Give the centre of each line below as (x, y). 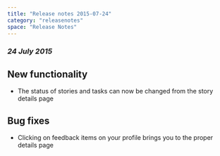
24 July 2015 (30, 51)
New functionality (48, 74)
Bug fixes (29, 121)
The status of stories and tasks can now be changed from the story (115, 91)
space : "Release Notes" (42, 27)
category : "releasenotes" (45, 20)
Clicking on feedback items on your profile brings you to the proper (115, 137)
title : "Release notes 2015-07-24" (60, 14)
